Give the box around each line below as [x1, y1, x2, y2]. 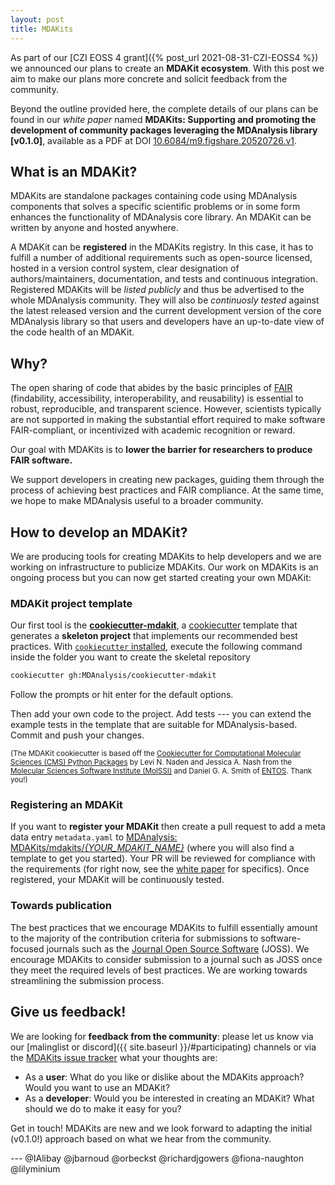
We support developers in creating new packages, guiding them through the [10, 474, 325, 486]
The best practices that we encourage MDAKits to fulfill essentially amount [10, 921, 318, 933]
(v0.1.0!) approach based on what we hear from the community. [10, 1132, 272, 1145]
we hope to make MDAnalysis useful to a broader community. [10, 495, 264, 507]
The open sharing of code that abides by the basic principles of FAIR [10, 382, 293, 394]
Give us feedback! [10, 1004, 127, 1021]
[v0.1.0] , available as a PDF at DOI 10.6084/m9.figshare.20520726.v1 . [10, 134, 298, 146]
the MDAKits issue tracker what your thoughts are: [10, 1051, 218, 1063]
